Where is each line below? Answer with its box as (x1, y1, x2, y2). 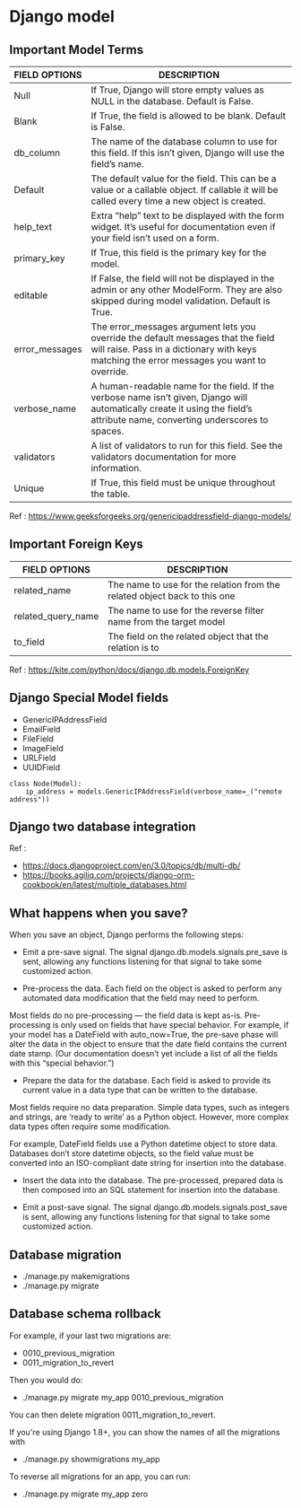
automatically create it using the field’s (90, 402, 253, 415)
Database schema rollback (9, 1306, 161, 1321)
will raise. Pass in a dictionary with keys (90, 343, 257, 355)
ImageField (21, 742, 64, 753)
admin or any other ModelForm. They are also (90, 284, 283, 295)
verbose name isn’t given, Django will (90, 391, 248, 403)
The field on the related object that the (107, 630, 269, 643)
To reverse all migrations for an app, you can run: (9, 1470, 191, 1482)
